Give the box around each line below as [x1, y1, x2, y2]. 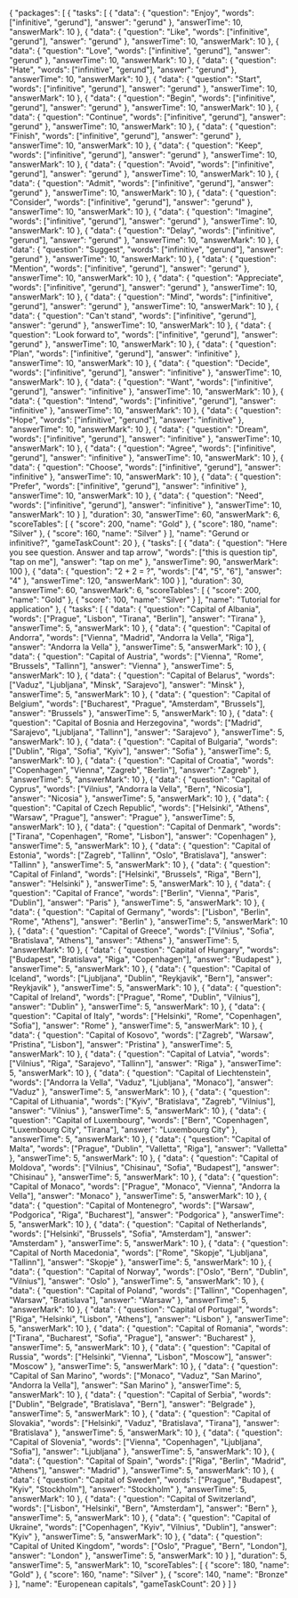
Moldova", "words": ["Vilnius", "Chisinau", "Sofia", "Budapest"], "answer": [9, 1162, 280, 1172]
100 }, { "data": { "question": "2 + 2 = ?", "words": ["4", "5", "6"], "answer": [9, 566, 282, 576]
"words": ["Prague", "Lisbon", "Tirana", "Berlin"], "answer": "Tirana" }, [9, 614, 266, 624]
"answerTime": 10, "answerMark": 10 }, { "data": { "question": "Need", [9, 490, 264, 501]
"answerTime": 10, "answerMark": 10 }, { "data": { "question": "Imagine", [9, 207, 274, 216]
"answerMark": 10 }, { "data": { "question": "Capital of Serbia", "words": [9, 1390, 271, 1399]
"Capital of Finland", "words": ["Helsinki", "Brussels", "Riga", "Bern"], [9, 868, 262, 879]
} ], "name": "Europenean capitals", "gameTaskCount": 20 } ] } [9, 1578, 238, 1589]
